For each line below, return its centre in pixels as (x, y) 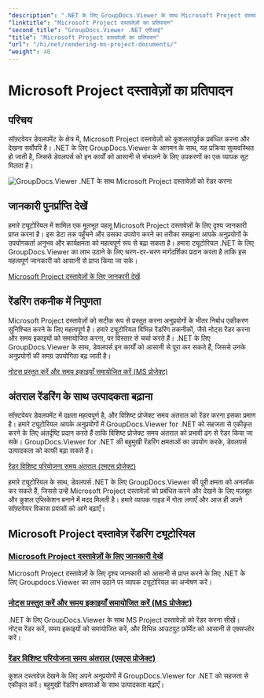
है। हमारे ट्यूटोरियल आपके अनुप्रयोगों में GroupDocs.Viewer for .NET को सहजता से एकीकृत (130, 424)
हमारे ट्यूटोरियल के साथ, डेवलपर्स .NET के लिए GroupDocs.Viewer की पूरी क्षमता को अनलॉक (131, 482)
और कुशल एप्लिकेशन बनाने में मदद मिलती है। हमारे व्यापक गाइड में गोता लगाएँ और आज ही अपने (125, 500)
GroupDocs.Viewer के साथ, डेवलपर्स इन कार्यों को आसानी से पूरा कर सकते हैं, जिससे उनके (127, 347)
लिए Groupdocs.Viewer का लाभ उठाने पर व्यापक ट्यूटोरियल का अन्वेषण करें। (110, 583)
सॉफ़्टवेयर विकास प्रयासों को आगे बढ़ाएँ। (57, 509)
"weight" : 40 (29, 52)
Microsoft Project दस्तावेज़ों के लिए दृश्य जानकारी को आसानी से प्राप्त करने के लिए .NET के (127, 573)
